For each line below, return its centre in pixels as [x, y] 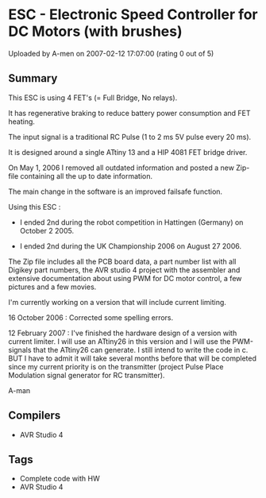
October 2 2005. [46, 230]
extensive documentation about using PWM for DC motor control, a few [125, 278]
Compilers [35, 416]
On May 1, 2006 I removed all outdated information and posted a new [121, 168]
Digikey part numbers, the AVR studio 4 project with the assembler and [124, 270]
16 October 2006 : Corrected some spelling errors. [91, 317]
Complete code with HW [60, 479]
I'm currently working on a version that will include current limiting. [117, 302]
